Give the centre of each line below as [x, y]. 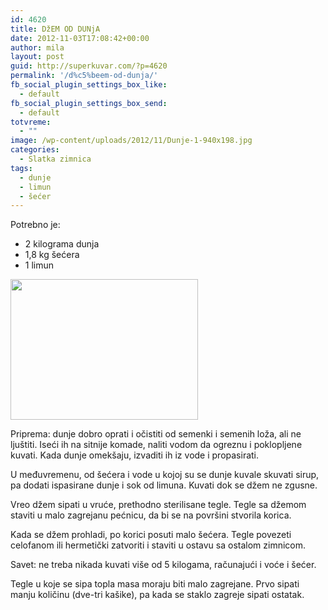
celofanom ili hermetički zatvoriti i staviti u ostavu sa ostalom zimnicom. [158, 545]
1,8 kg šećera [52, 255]
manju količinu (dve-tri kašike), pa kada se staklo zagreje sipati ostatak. [157, 595]
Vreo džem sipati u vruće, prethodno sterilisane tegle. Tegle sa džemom [158, 505]
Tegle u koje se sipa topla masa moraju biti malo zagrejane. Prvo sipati [155, 584]
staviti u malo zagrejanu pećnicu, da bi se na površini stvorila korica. [151, 515]
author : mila [37, 47]
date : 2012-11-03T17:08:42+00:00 [80, 38]
